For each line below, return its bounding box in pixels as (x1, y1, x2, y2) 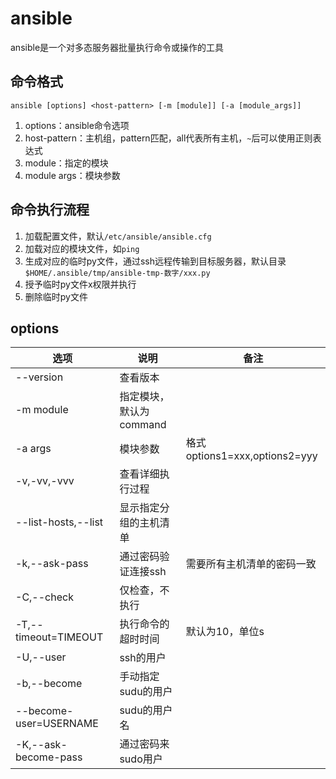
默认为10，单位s (185, 625, 265, 639)
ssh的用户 (119, 651, 167, 665)
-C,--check (15, 590, 74, 604)
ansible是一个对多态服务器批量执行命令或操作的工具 (10, 41, 225, 53)
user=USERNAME (15, 717, 99, 731)
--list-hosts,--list (15, 515, 104, 529)
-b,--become (15, 677, 83, 691)
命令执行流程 (10, 202, 90, 219)
